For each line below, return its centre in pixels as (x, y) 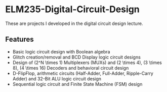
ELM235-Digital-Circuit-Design (73, 9)
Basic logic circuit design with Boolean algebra (61, 51)
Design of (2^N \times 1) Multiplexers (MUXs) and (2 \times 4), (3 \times (87, 63)
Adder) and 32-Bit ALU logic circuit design (57, 79)
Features (19, 39)
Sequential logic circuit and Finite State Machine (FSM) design (77, 84)
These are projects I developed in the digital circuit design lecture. (74, 23)
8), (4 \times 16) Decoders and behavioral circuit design (71, 68)
